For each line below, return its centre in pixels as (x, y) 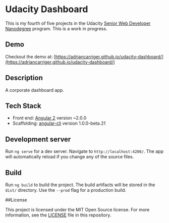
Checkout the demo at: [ (31, 57)
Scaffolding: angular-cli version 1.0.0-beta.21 (59, 123)
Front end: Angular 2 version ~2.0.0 (49, 118)
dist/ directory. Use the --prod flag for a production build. (66, 190)
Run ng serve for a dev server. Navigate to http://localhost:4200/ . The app (84, 151)
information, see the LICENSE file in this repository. (58, 215)
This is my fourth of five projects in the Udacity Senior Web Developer (78, 23)
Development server (38, 139)
